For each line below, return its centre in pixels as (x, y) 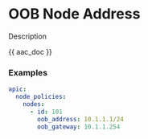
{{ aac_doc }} (30, 51)
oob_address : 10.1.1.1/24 (81, 119)
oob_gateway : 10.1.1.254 (79, 127)
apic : (17, 89)
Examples (28, 72)
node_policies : (41, 97)
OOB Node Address (74, 14)
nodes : (34, 104)
